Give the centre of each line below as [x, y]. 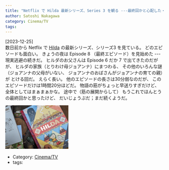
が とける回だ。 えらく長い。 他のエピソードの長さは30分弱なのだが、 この [83, 79]
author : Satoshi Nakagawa [32, 16]
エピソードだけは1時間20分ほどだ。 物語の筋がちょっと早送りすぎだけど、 [82, 85]
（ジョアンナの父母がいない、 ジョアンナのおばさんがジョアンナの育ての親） [84, 73]
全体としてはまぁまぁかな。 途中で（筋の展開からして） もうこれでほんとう [83, 92]
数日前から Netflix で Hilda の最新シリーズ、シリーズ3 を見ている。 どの [80, 47]
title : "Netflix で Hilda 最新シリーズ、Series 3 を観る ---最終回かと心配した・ [85, 11]
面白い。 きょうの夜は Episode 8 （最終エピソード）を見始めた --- [92, 54]
